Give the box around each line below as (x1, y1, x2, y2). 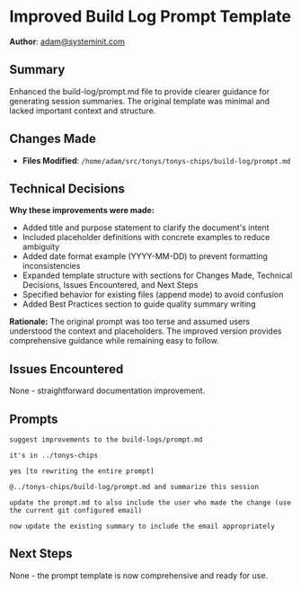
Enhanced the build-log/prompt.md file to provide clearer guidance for (9, 85, 270, 96)
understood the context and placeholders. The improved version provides (9, 326, 282, 336)
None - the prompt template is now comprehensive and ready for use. (9, 569, 268, 581)
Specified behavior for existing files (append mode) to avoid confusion (22, 290, 284, 300)
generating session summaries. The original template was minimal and (9, 95, 270, 106)
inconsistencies (22, 261, 81, 272)
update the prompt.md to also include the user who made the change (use (9, 498, 292, 507)
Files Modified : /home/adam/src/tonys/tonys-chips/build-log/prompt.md (22, 155, 291, 165)
